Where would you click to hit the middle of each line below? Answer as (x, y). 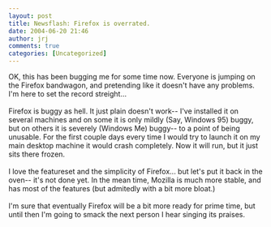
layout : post (30, 16)
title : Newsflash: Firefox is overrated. (80, 24)
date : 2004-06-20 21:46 (49, 31)
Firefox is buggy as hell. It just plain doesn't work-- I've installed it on (124, 111)
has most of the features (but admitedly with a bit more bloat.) (112, 188)
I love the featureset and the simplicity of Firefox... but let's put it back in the (135, 171)
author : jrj (28, 39)
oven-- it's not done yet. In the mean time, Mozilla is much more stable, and (135, 180)
